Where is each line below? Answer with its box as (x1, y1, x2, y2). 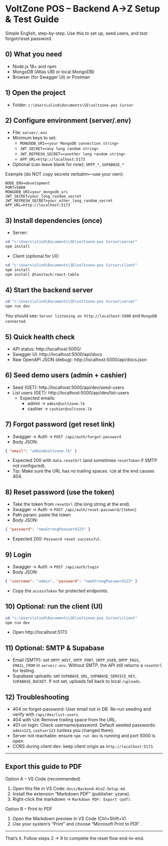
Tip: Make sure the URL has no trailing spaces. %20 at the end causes (12, 468, 154, 474)
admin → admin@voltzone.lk (27, 400, 85, 406)
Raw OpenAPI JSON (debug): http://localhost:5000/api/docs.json (12, 356, 147, 362)
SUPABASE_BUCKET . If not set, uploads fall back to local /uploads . (12, 678, 141, 684)
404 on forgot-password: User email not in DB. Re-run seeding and (12, 706, 151, 712)
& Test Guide (5, 14, 59, 25)
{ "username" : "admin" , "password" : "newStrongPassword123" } (5, 579, 137, 584)
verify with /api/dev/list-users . (12, 711, 80, 717)
